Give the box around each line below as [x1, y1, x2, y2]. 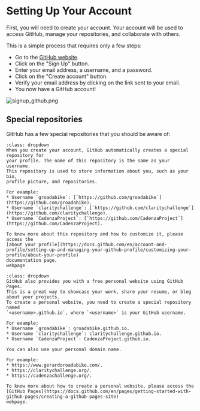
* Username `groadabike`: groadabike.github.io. [6, 325, 130, 331]
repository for [6, 152, 44, 158]
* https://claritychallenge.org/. [6, 367, 93, 373]
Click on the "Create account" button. [14, 72, 108, 80]
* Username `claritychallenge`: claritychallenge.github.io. [6, 331, 162, 337]
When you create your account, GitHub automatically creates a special [6, 147, 189, 153]
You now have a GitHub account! [14, 85, 96, 92]
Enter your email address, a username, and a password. [14, 66, 153, 73]
